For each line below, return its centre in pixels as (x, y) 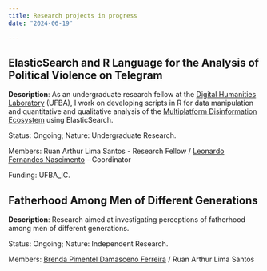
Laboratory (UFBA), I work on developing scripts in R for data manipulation (131, 103)
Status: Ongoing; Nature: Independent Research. (88, 244)
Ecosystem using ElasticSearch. (61, 120)
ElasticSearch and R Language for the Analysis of (134, 62)
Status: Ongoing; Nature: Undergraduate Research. (92, 135)
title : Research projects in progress (73, 16)
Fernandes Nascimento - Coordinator (70, 160)
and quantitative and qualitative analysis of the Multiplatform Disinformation (133, 111)
